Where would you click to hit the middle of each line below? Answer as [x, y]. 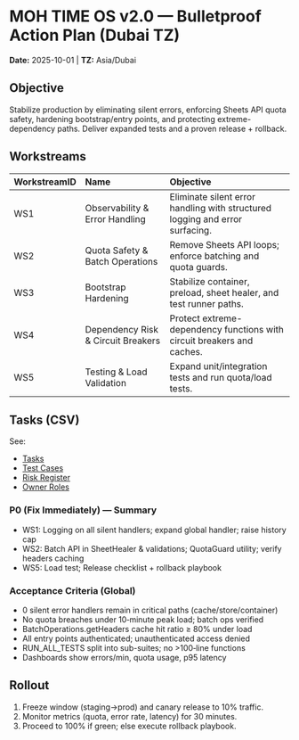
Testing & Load [116, 372]
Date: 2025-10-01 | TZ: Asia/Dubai [73, 60]
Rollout [29, 685]
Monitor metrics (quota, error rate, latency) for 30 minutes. [129, 716]
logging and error [206, 218]
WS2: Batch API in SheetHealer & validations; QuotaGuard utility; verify [152, 548]
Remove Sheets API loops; [224, 244]
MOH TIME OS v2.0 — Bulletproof [136, 16]
